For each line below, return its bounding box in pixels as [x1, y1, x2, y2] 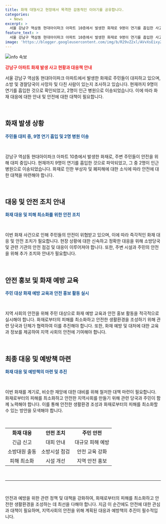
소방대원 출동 [7, 448, 37, 455]
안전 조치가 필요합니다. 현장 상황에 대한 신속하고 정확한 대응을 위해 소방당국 [15, 238, 161, 244]
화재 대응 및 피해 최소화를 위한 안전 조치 [5, 212, 81, 218]
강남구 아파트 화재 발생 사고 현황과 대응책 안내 [5, 64, 92, 70]
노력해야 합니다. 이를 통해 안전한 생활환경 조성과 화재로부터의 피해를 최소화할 [10, 401, 158, 407]
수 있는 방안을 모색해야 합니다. [5, 408, 63, 413]
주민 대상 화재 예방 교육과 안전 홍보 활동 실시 [5, 290, 89, 296]
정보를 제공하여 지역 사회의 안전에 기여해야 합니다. [10, 329, 107, 335]
